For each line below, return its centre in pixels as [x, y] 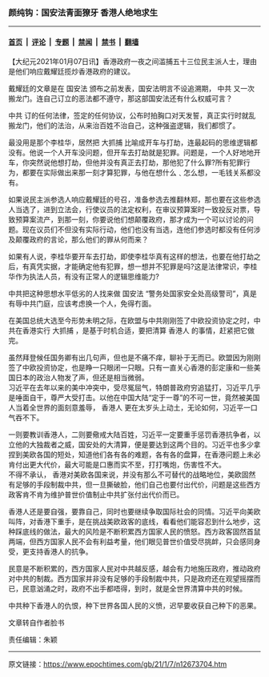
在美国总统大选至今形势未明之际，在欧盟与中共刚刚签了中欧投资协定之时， [131, 320]
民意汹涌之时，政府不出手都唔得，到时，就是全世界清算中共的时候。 [134, 588]
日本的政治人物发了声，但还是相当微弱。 [82, 377]
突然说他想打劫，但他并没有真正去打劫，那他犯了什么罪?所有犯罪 [137, 162]
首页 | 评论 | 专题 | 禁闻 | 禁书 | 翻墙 [74, 42]
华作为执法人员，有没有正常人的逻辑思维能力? [84, 276]
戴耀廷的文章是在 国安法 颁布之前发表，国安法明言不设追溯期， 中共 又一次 [131, 88]
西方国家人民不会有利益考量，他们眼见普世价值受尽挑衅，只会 [138, 541]
